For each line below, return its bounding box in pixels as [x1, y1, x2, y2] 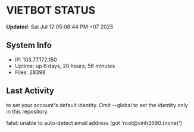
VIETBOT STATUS [6, 4, 96, 17]
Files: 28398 [14, 69, 46, 76]
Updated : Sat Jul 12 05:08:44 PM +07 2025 [6, 23, 114, 30]
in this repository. [6, 108, 49, 115]
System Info [6, 40, 52, 50]
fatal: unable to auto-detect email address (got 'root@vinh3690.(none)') [6, 119, 183, 126]
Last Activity [6, 86, 55, 96]
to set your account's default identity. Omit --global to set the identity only [6, 101, 189, 108]
